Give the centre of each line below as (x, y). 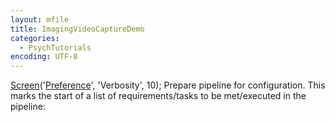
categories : (35, 38)
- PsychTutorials (55, 47)
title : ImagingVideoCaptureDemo (77, 29)
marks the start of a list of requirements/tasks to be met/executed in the (158, 96)
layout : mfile (40, 19)
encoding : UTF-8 (44, 57)
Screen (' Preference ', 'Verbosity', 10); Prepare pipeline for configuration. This (168, 85)
